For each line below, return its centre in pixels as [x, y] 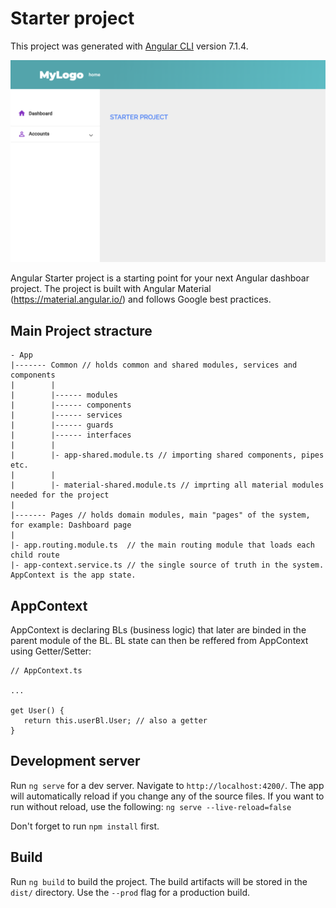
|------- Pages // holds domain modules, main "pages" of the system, [160, 515]
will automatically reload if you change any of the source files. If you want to [167, 796]
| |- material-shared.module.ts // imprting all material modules [167, 485]
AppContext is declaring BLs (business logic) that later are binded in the [158, 629]
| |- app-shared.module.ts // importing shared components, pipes [167, 455]
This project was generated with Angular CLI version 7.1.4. [129, 46]
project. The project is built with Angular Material [111, 289]
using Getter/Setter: [51, 651]
